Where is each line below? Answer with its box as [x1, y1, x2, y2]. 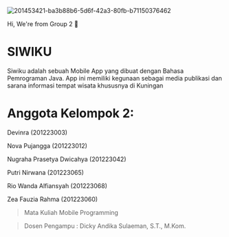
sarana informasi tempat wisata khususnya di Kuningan [7, 81, 164, 90]
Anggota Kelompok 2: [7, 105, 134, 121]
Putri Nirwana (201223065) [7, 168, 85, 176]
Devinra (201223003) [7, 128, 67, 136]
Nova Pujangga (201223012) [7, 141, 88, 150]
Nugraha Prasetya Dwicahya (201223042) [7, 155, 127, 163]
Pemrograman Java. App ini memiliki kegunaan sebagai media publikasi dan [7, 74, 222, 82]
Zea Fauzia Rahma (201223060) [7, 195, 98, 203]
